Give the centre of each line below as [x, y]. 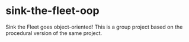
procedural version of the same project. [54, 33]
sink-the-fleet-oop [52, 11]
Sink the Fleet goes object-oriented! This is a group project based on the [94, 27]
